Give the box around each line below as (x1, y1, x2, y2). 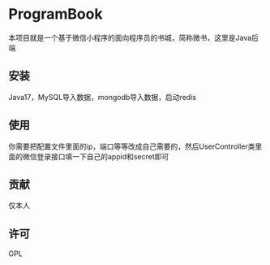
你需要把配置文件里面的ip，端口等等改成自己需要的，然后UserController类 (8, 141, 255, 151)
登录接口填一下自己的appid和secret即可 (36, 151, 169, 161)
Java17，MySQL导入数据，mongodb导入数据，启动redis (8, 92, 197, 102)
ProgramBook (8, 5, 103, 24)
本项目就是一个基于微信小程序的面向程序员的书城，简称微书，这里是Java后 (8, 33, 259, 42)
